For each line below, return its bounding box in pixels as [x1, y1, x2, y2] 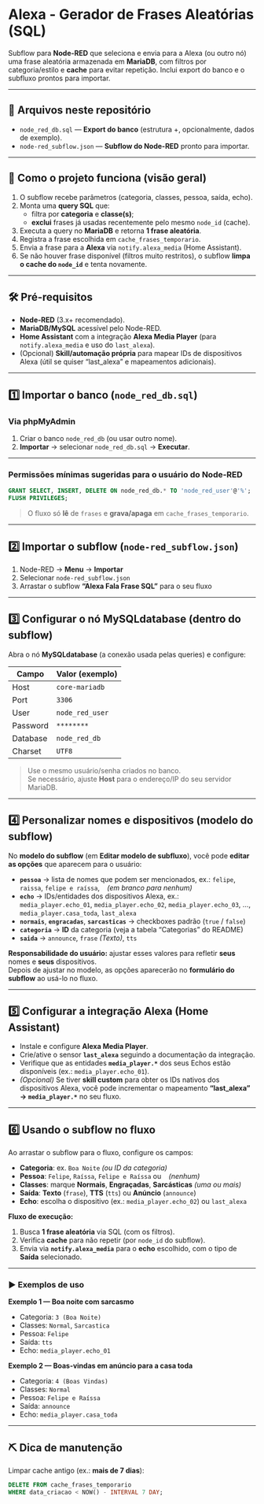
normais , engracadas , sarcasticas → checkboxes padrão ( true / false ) [19, 916, 246, 926]
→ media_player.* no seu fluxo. [19, 1092, 122, 1102]
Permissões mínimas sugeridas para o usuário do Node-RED [8, 469, 244, 480]
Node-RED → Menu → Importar [19, 565, 123, 574]
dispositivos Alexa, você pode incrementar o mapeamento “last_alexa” [19, 1084, 251, 1093]
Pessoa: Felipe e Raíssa [19, 1393, 101, 1402]
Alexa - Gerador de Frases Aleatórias [8, 6, 254, 24]
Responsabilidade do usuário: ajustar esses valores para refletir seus [8, 948, 236, 958]
